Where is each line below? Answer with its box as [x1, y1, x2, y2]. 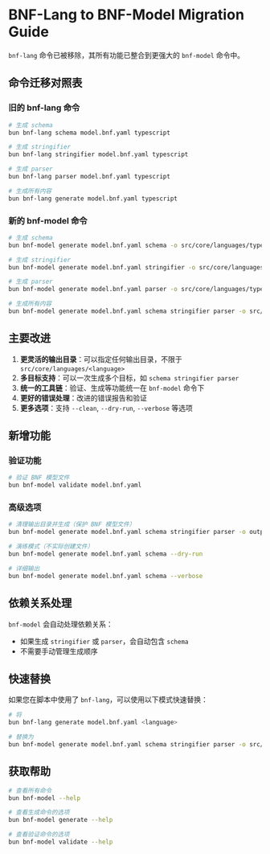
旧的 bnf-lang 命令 [8, 102, 80, 113]
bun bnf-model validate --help [8, 838, 113, 846]
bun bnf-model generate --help [8, 816, 113, 824]
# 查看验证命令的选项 [8, 831, 70, 839]
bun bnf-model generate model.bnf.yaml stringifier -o [8, 263, 196, 271]
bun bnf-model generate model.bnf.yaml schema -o [8, 241, 178, 249]
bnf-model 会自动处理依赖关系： [8, 619, 114, 629]
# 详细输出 [8, 565, 40, 573]
